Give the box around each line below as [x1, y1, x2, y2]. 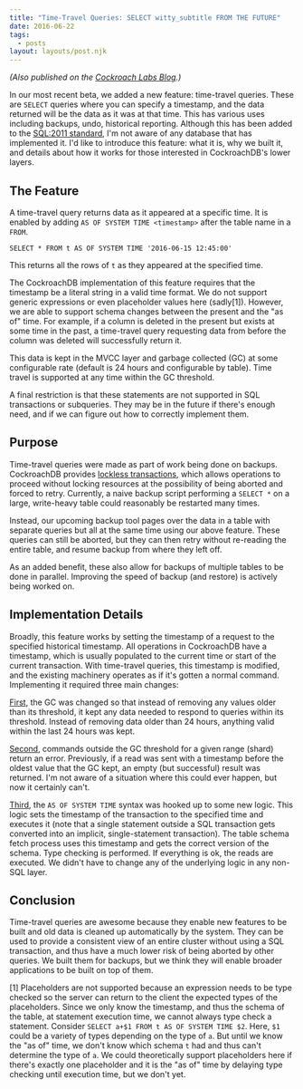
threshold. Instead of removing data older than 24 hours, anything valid [9, 716, 275, 727]
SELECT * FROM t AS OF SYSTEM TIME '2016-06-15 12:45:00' [9, 244, 232, 253]
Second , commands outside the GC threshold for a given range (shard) [9, 743, 274, 754]
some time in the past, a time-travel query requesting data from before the [9, 325, 287, 336]
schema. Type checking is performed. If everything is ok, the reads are [9, 847, 274, 858]
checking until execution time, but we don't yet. [9, 1069, 186, 1080]
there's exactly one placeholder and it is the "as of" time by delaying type [9, 1059, 283, 1070]
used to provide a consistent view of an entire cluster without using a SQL [9, 936, 285, 947]
